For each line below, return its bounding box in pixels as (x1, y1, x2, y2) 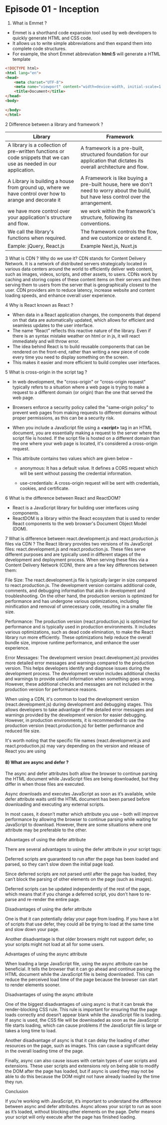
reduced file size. (5, 728, 41, 734)
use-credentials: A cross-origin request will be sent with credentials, (19, 480, 160, 486)
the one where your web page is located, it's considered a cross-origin (12, 440, 158, 446)
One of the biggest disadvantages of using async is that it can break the (5, 1001, 153, 1007)
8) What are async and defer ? (5, 759, 69, 765)
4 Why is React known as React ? (5, 302, 74, 308)
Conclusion (5, 1088, 29, 1094)
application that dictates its (80, 157, 144, 164)
